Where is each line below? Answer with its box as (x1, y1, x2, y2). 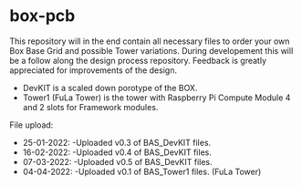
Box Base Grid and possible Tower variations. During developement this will (9, 45, 294, 56)
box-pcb (9, 5, 76, 26)
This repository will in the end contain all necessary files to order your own (9, 36, 290, 46)
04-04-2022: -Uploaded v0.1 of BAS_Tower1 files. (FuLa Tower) (22, 166, 262, 177)
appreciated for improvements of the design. (9, 65, 178, 76)
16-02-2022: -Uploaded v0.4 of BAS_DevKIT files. (22, 147, 212, 158)
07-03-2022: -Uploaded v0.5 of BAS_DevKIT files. (22, 156, 213, 167)
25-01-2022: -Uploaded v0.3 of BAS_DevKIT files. (22, 137, 212, 148)
